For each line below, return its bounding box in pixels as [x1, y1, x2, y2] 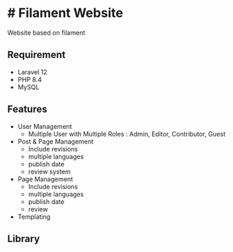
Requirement [7, 49, 66, 61]
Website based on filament [7, 28, 86, 37]
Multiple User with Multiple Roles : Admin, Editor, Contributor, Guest [28, 130, 226, 138]
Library [7, 232, 40, 245]
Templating [17, 212, 51, 221]
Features [7, 103, 47, 115]
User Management [17, 122, 72, 130]
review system [28, 167, 71, 176]
